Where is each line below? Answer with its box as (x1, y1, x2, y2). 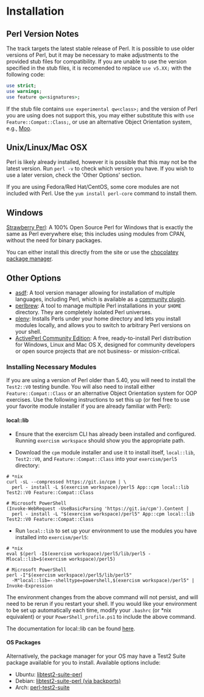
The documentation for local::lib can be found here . (6, 625, 136, 632)
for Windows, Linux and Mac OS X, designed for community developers (15, 341, 195, 348)
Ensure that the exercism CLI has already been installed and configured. (15, 430, 196, 438)
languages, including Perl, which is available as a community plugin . (15, 295, 186, 303)
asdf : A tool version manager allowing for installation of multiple (15, 289, 175, 297)
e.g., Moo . (6, 124, 32, 132)
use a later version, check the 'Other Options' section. (6, 171, 142, 179)
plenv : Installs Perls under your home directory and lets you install (15, 315, 181, 322)
